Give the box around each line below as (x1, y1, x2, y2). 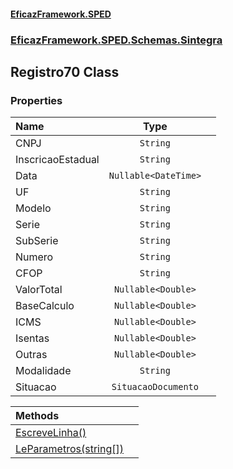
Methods (15, 409, 60, 423)
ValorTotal (15, 283, 63, 297)
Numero (15, 250, 54, 264)
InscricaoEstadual (15, 153, 100, 167)
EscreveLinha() (15, 426, 87, 440)
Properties (10, 93, 63, 107)
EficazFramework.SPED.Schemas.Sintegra (10, 33, 223, 47)
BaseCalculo (15, 299, 75, 313)
